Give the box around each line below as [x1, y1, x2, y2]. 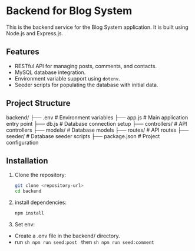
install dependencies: [14, 199, 67, 206]
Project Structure [6, 98, 71, 108]
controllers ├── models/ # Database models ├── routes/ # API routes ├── [6, 126, 189, 133]
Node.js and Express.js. [6, 29, 64, 36]
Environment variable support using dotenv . [14, 75, 120, 82]
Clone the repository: [14, 172, 67, 179]
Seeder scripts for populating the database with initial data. [14, 81, 158, 88]
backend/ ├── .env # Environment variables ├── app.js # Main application [6, 113, 189, 121]
